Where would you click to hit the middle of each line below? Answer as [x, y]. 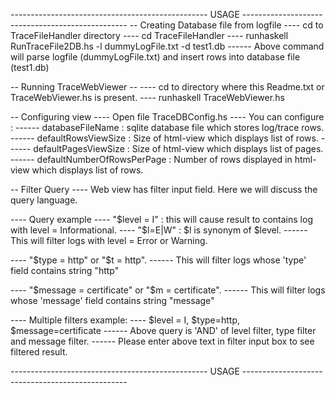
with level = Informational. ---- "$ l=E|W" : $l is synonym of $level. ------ [159, 230]
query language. [44, 200]
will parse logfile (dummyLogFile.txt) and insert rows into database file [155, 57]
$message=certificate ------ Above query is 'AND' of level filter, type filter [163, 330]
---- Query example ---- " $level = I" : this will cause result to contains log [161, 219]
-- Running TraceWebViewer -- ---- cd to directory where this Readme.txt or [167, 87]
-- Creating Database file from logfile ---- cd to [226, 25]
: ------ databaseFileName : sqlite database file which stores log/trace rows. [167, 127]
